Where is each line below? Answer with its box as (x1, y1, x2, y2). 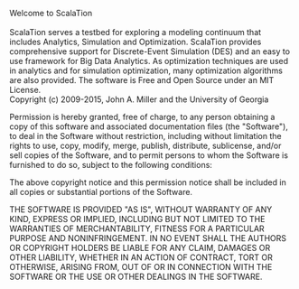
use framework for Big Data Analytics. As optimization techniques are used (9, 56, 289, 66)
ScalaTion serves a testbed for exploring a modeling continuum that (9, 27, 262, 37)
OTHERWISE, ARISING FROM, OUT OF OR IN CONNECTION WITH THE (9, 262, 273, 272)
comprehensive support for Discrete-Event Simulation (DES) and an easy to (9, 46, 291, 57)
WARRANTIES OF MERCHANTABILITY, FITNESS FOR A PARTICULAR (9, 223, 265, 234)
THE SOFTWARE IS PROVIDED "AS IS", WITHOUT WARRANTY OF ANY (9, 204, 273, 215)
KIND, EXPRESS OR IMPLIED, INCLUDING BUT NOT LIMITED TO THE (9, 214, 266, 224)
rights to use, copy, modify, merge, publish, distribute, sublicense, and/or (9, 140, 282, 151)
